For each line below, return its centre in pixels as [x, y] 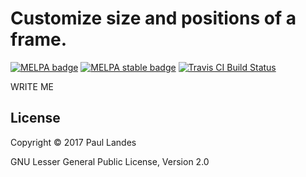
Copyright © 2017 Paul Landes [73, 142]
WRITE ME [32, 86]
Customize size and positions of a [153, 18]
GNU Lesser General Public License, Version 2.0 [110, 161]
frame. [39, 39]
